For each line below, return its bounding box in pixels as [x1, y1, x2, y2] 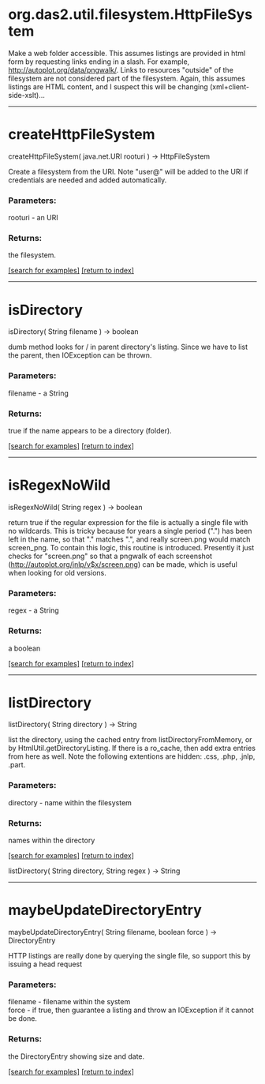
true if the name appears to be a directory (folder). [8, 426, 172, 435]
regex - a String [8, 606, 59, 615]
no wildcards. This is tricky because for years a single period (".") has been [8, 526, 252, 535]
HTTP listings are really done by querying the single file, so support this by [8, 951, 251, 960]
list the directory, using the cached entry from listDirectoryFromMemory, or [8, 735, 252, 745]
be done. [8, 1014, 38, 1023]
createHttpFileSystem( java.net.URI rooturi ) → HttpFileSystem [8, 152, 211, 161]
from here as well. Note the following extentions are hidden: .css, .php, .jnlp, [8, 752, 256, 761]
